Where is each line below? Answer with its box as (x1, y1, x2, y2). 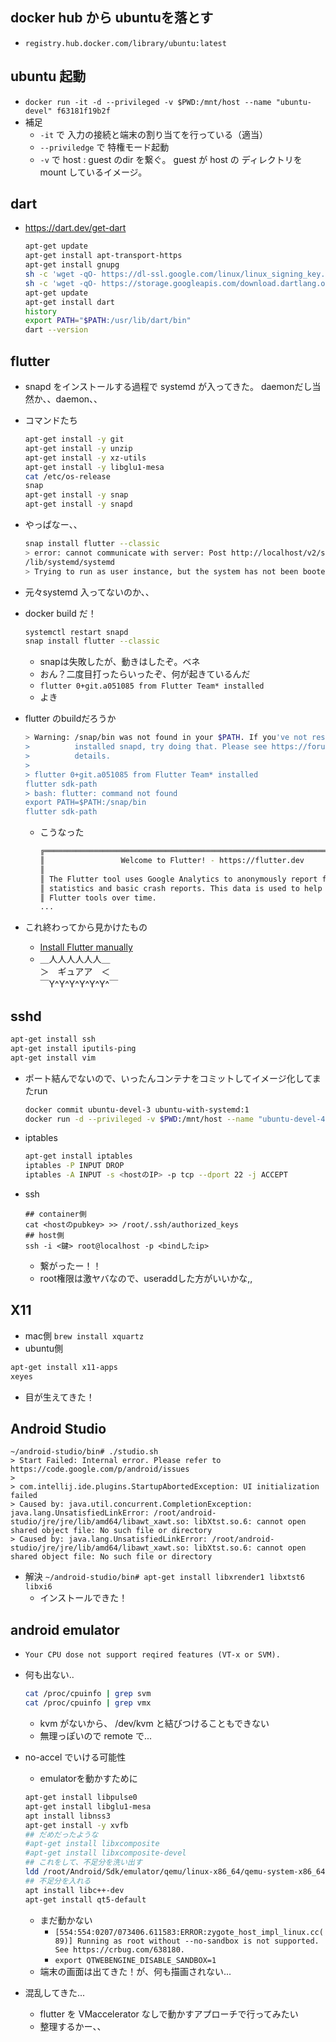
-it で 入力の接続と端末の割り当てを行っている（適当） (39, 128, 268, 140)
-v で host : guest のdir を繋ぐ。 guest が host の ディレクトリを (39, 153, 303, 165)
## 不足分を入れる (24, 1876, 92, 1886)
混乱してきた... (24, 1986, 86, 1998)
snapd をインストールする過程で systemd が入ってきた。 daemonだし (24, 381, 313, 392)
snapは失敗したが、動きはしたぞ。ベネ (39, 656, 201, 668)
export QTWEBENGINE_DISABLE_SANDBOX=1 (54, 1955, 217, 1965)
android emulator (10, 1621, 120, 1638)
